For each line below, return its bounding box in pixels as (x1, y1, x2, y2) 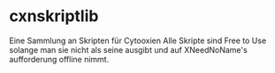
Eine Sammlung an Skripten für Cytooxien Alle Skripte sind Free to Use (9, 35, 267, 46)
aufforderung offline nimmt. (9, 54, 110, 64)
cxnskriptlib (9, 6, 99, 26)
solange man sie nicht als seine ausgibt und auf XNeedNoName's (9, 44, 248, 55)
